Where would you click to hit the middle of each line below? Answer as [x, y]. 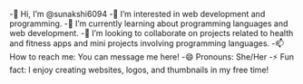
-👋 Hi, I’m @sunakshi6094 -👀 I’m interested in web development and [137, 14]
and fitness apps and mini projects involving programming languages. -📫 [147, 43]
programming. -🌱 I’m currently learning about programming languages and [149, 23]
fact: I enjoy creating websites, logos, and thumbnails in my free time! [139, 70]
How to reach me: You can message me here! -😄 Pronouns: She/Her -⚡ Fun [152, 57]
